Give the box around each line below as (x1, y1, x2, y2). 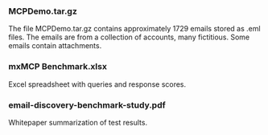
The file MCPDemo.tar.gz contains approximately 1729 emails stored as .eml (8, 24, 261, 34)
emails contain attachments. (8, 41, 102, 51)
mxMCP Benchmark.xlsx (8, 61, 107, 72)
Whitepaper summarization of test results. (8, 117, 147, 127)
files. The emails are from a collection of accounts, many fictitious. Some (8, 32, 250, 42)
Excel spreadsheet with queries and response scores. (8, 79, 187, 89)
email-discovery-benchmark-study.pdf (8, 99, 167, 110)
